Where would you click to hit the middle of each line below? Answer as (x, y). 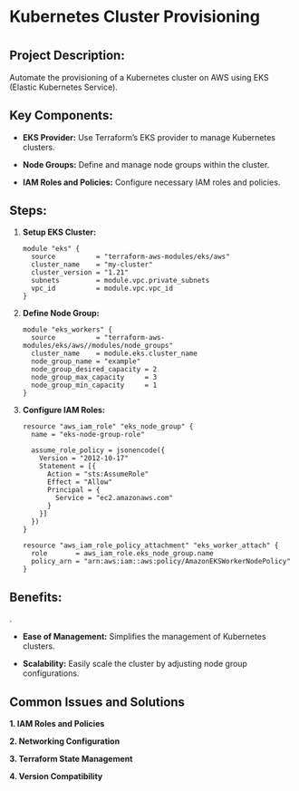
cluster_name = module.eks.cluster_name (114, 354)
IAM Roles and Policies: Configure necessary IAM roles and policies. (151, 182)
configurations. (51, 673)
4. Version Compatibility (56, 777)
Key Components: (61, 116)
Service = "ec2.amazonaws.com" (115, 498)
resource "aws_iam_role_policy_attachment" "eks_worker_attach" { (150, 545)
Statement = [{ (68, 467)
